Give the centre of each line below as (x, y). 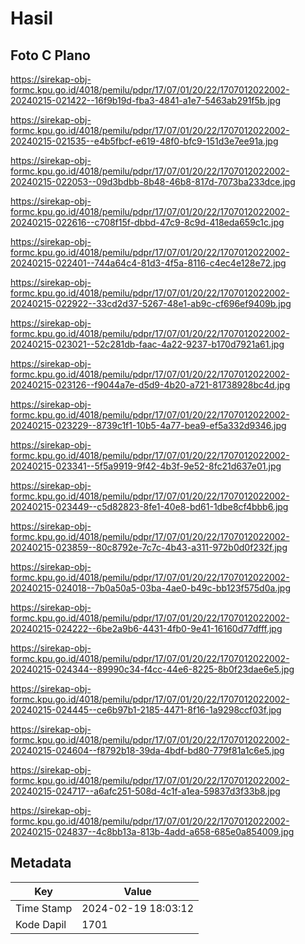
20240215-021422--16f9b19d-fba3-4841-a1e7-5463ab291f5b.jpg (145, 100)
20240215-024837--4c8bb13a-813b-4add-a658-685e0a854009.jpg (152, 831)
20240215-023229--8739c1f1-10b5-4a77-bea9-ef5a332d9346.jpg (148, 425)
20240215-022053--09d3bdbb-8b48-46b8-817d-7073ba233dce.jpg (153, 181)
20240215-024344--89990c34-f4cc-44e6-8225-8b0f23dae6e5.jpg (152, 669)
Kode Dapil (41, 924)
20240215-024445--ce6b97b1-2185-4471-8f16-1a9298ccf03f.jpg (146, 710)
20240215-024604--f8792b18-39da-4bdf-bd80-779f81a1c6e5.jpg (147, 750)
